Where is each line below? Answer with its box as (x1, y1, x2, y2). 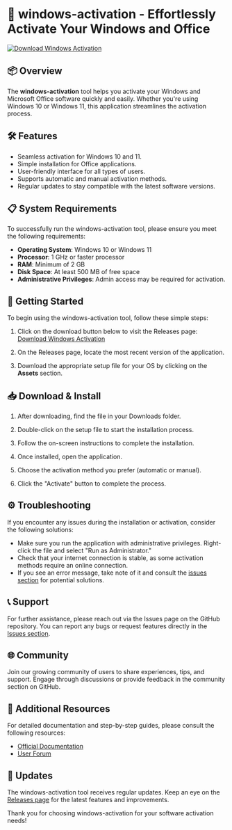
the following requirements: (7, 232, 85, 241)
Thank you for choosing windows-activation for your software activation (7, 809, 214, 817)
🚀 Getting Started (7, 295, 84, 307)
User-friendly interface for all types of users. (17, 167, 146, 175)
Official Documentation (17, 742, 83, 751)
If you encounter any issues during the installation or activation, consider (7, 518, 216, 526)
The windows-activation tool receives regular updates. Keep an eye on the (7, 788, 220, 797)
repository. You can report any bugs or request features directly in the (7, 622, 208, 630)
